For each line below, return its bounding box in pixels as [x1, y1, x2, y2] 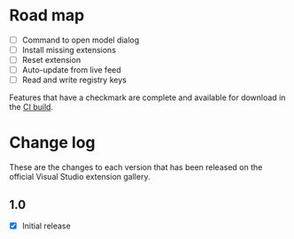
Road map [9, 5, 85, 26]
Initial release [21, 220, 71, 231]
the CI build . [9, 102, 54, 112]
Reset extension [21, 55, 81, 66]
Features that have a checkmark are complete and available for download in [9, 92, 286, 103]
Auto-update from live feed [21, 65, 121, 75]
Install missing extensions [21, 45, 117, 55]
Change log [9, 133, 96, 153]
